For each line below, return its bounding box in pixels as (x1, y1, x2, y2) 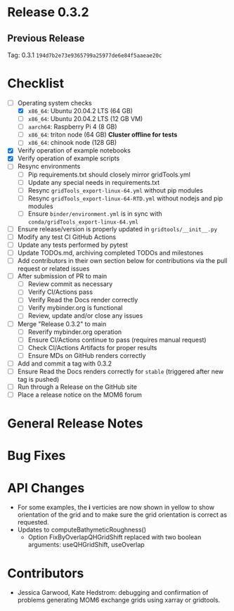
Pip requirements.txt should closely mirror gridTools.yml (27, 170, 191, 179)
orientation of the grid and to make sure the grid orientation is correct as (17, 510, 227, 519)
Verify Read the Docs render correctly (27, 296, 138, 304)
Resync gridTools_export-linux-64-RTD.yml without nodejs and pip (27, 194, 223, 202)
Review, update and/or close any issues (27, 311, 143, 320)
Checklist (7, 75, 65, 91)
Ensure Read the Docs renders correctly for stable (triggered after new (17, 367, 224, 375)
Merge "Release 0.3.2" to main (17, 319, 107, 328)
